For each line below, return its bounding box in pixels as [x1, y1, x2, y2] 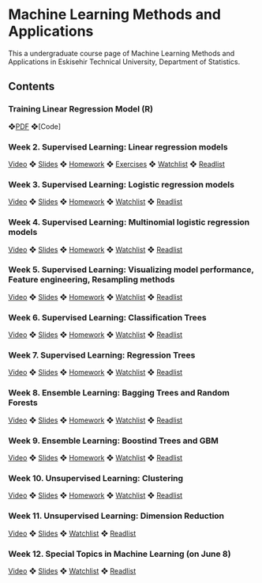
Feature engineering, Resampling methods [8, 274, 175, 286]
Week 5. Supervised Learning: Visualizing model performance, [8, 264, 254, 275]
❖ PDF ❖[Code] [8, 121, 62, 131]
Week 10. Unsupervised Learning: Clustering [8, 472, 184, 483]
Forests [8, 397, 38, 408]
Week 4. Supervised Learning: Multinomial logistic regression [8, 217, 250, 228]
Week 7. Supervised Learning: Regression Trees [8, 350, 196, 361]
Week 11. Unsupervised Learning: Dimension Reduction [8, 510, 225, 521]
